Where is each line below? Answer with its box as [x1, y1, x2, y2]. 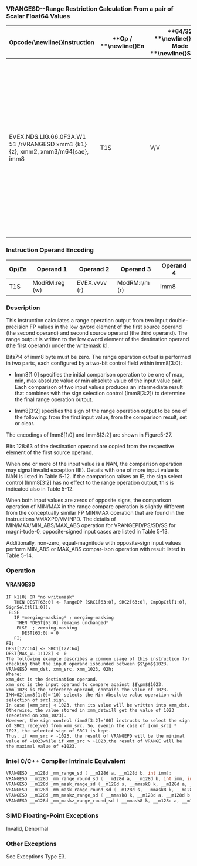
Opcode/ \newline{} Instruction [9, 38, 95, 46]
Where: [6, 671, 22, 678]
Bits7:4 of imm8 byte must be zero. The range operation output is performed [6, 353, 191, 360]
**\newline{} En [100, 42, 145, 50]
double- [169, 317, 188, 324]
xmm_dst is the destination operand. [6, 677, 98, 682]
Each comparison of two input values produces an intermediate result [14, 383, 183, 390]
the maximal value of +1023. [6, 744, 77, 750]
